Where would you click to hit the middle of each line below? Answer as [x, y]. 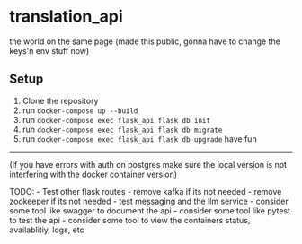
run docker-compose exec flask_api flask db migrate [122, 129]
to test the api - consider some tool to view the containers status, [130, 220]
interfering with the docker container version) [93, 174]
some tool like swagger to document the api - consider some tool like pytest [150, 210]
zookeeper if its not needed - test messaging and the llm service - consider [149, 201]
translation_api [66, 17]
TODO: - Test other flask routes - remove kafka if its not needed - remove [146, 191]
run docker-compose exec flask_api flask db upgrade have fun [140, 139]
